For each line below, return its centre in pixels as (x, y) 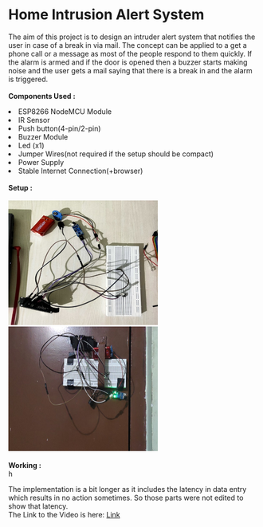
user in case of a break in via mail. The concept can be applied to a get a (128, 45)
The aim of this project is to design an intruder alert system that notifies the (132, 37)
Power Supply (41, 162)
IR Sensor (34, 120)
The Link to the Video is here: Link (65, 514)
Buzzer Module (43, 136)
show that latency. (38, 506)
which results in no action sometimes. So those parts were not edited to (126, 498)
